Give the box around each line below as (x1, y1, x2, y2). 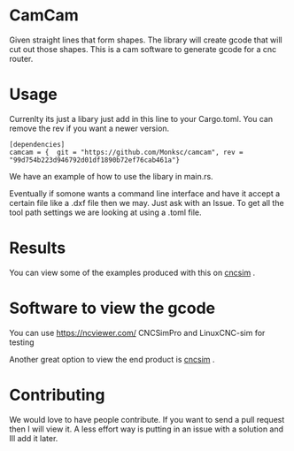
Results (9, 238, 66, 258)
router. (9, 53, 34, 64)
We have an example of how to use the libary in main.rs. (9, 171, 214, 181)
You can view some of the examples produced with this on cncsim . (9, 267, 256, 278)
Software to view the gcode (9, 298, 215, 318)
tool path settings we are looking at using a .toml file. (9, 207, 202, 218)
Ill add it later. (9, 432, 58, 443)
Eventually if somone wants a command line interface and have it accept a (9, 187, 281, 199)
